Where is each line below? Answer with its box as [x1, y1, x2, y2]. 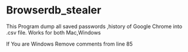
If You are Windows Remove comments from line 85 [6, 40, 133, 47]
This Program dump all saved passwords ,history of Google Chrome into [6, 23, 183, 30]
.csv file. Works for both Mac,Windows [6, 29, 101, 36]
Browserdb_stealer [6, 4, 102, 17]
